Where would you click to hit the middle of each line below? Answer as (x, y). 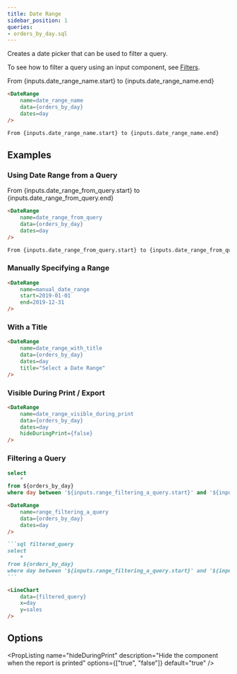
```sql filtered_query (41, 545)
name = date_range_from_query (61, 218)
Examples (29, 155)
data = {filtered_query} (53, 597)
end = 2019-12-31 (42, 302)
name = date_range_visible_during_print (77, 414)
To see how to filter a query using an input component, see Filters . (104, 67)
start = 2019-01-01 (45, 296)
